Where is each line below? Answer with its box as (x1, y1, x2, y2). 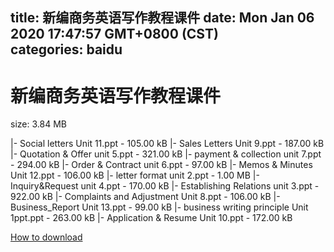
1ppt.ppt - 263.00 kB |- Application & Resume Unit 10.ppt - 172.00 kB (10, 212, 293, 224)
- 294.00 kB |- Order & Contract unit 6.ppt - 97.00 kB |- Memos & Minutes (10, 159, 313, 171)
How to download (10, 231, 83, 243)
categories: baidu (10, 41, 123, 58)
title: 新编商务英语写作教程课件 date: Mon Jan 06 (10, 9, 315, 27)
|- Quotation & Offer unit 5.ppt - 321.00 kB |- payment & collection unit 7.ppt (10, 148, 322, 160)
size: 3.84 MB (10, 118, 67, 130)
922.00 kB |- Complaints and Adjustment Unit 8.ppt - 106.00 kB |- (10, 191, 281, 203)
